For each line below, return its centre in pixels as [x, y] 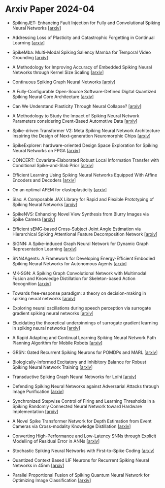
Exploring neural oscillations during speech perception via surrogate [82, 308]
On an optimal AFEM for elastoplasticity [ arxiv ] [59, 190]
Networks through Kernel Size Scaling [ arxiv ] [58, 72]
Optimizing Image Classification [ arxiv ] [51, 480]
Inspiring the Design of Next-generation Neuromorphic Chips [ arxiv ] [82, 136]
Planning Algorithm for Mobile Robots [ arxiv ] [57, 343]
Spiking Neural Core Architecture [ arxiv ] [53, 97]
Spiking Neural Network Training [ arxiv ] [52, 367]
